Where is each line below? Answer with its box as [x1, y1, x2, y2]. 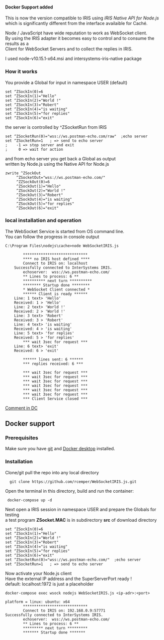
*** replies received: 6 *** [23, 361, 83, 366]
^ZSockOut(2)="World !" [16, 188, 66, 193]
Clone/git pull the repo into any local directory [5, 469, 99, 475]
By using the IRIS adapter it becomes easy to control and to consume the [5, 35, 155, 41]
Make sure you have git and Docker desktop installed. [5, 446, 115, 452]
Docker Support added [5, 4, 53, 10]
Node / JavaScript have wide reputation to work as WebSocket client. [5, 30, 148, 36]
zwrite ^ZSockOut [5, 170, 41, 176]
